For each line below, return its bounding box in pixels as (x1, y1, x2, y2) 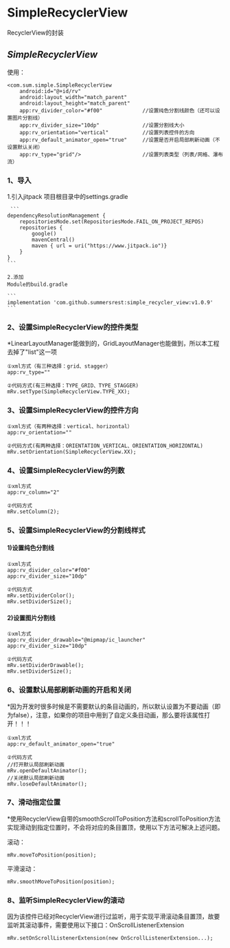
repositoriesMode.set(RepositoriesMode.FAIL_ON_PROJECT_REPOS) (19, 218, 205, 225)
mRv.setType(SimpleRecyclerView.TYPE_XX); (7, 388, 130, 395)
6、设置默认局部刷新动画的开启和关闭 (7, 685, 132, 695)
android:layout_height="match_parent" (19, 100, 130, 107)
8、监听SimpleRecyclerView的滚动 (7, 895, 125, 905)
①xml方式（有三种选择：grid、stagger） (7, 363, 111, 370)
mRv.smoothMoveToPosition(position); (7, 878, 115, 885)
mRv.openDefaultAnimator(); (7, 767, 88, 774)
